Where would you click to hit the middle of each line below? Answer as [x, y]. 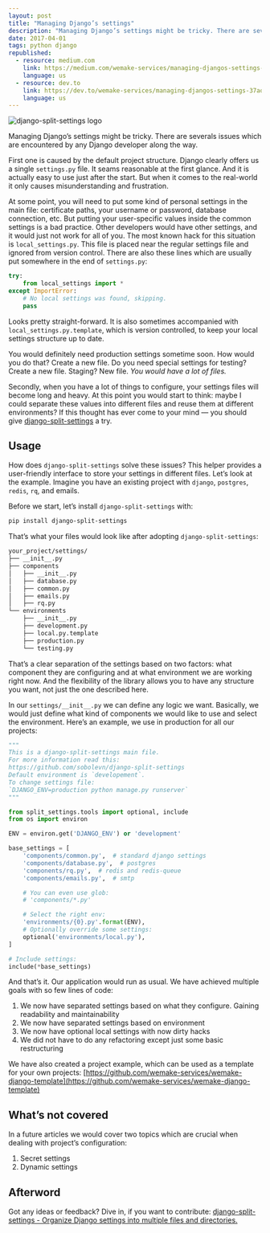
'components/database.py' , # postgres [90, 863]
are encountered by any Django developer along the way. [103, 145]
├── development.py [55, 626]
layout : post [30, 16]
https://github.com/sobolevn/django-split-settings [96, 768]
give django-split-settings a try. [60, 421]
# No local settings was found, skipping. [95, 298]
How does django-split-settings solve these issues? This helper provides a [135, 465]
